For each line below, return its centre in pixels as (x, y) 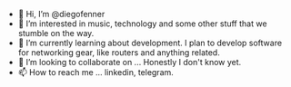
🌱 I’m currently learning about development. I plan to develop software (150, 43)
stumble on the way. (56, 33)
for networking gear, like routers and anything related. (119, 53)
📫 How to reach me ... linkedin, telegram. (96, 72)
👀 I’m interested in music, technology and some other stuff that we (142, 24)
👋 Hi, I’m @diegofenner (61, 14)
